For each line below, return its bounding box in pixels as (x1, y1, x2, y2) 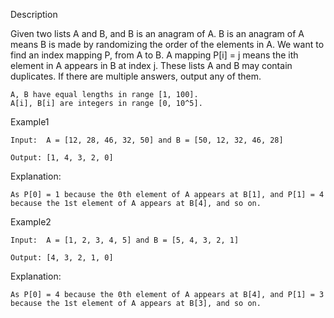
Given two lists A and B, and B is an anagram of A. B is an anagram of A (10, 28, 305, 39)
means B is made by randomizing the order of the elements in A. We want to (10, 39, 325, 50)
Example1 (10, 116, 50, 128)
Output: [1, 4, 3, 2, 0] (10, 153, 114, 163)
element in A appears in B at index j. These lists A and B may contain (10, 60, 293, 71)
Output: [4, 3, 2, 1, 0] (10, 253, 114, 263)
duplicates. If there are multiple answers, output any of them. (10, 70, 262, 82)
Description (10, 9, 58, 20)
